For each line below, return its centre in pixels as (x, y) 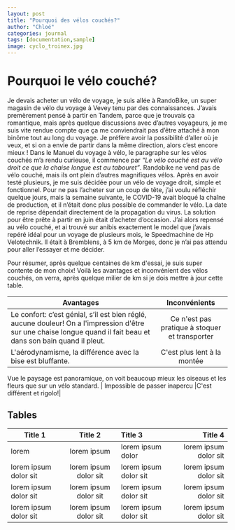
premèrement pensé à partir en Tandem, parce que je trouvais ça (101, 115)
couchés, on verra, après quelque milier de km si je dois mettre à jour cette (115, 278)
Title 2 (90, 435)
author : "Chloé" (31, 27)
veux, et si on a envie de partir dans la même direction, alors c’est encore (113, 145)
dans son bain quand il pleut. (58, 341)
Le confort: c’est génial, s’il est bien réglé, (79, 314)
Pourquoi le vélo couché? (82, 81)
